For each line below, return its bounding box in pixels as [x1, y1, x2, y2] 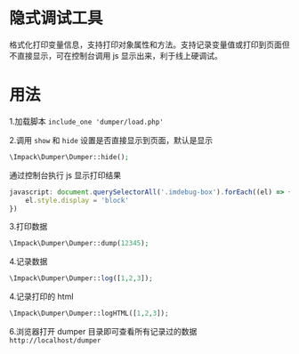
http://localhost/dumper [9, 336, 101, 345]
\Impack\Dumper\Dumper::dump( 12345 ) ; [9, 239, 149, 248]
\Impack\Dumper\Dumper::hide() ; [9, 152, 129, 161]
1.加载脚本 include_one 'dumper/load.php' [9, 116, 165, 126]
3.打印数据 [9, 221, 48, 232]
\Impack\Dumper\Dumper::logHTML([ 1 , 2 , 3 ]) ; [9, 309, 169, 318]
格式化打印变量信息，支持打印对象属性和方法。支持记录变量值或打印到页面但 [9, 39, 290, 50]
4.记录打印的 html [9, 291, 74, 302]
